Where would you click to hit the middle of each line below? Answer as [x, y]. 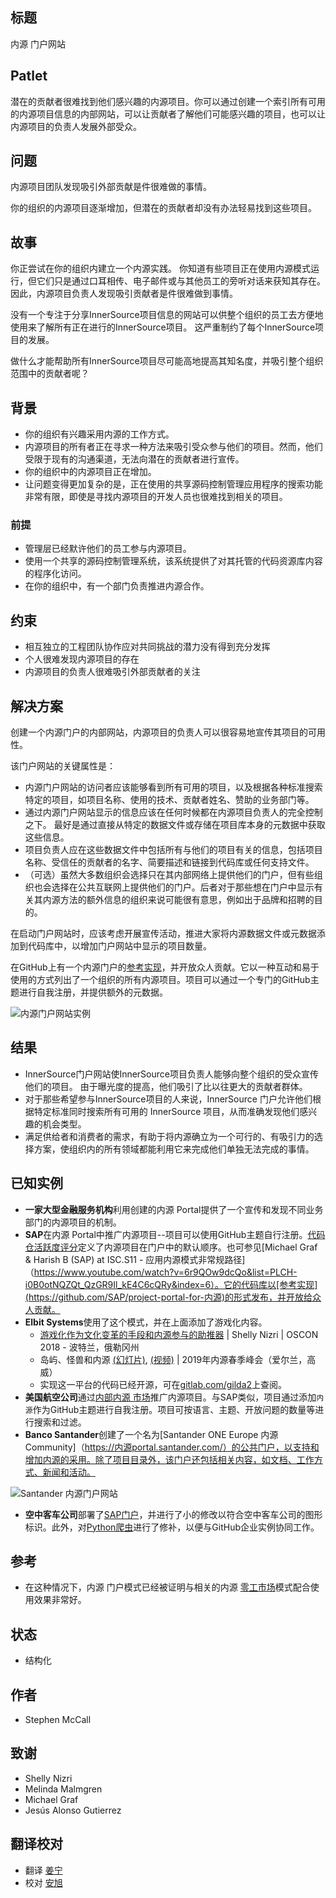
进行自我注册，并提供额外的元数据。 [93, 992]
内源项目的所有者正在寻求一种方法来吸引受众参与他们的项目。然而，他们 [173, 447]
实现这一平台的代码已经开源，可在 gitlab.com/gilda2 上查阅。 [163, 1384]
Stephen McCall [58, 1720]
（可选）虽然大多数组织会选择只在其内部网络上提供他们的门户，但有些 [169, 874]
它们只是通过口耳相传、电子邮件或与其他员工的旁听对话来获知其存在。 [181, 281]
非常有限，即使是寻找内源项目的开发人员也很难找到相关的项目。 [156, 497]
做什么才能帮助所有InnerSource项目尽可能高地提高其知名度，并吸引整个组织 [167, 361]
